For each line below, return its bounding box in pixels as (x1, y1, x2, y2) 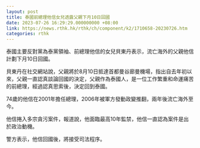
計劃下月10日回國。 (6, 55, 54, 62)
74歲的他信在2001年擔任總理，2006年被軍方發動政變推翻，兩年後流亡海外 (6, 96, 189, 103)
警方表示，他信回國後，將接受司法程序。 (6, 136, 105, 143)
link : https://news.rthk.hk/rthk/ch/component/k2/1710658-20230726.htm (6, 25, 187, 32)
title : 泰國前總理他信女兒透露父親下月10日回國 (6, 14, 110, 20)
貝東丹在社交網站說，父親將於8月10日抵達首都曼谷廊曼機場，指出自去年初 (6, 68, 187, 75)
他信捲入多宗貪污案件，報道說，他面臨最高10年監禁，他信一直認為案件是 (6, 115, 184, 122)
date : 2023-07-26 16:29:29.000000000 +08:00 (6, 20, 118, 26)
